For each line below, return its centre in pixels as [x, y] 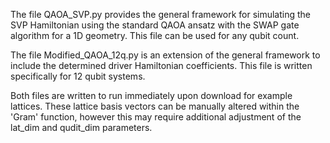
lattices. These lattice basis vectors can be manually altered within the [155, 106]
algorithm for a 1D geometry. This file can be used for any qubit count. [155, 35]
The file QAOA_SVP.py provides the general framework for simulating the [160, 14]
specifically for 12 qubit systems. [78, 76]
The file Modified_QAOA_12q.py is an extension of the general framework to [165, 55]
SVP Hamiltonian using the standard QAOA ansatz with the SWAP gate [155, 25]
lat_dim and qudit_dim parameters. [81, 127]
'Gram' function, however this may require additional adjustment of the [156, 117]
